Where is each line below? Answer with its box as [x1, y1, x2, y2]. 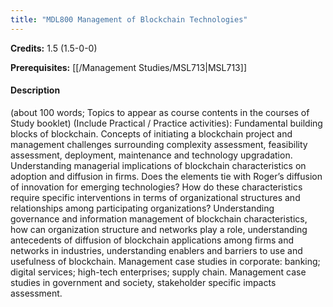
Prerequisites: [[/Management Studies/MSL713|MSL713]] [10, 61, 247, 73]
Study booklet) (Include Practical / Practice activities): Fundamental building [10, 117, 323, 129]
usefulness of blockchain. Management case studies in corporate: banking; [10, 255, 321, 267]
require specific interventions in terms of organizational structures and [10, 191, 301, 203]
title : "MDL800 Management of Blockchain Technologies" [10, 14, 248, 25]
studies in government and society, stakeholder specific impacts [10, 276, 277, 288]
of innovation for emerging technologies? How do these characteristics [10, 181, 303, 193]
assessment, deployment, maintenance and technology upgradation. [10, 149, 293, 161]
